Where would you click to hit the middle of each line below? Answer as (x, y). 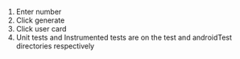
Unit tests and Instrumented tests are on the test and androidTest (124, 37)
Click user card (41, 29)
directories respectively (55, 46)
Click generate (40, 20)
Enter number (39, 12)
